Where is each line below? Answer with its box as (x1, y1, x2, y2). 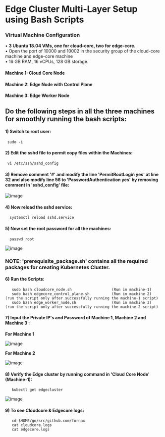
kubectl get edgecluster (11, 388, 63, 392)
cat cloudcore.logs (11, 423, 52, 428)
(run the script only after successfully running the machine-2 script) (5, 304, 159, 309)
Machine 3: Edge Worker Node (5, 93, 70, 98)
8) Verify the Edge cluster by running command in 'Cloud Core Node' (5, 371, 150, 377)
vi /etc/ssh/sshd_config (7, 161, 58, 166)
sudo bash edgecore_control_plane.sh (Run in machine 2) (11, 291, 152, 296)
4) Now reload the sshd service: (5, 204, 73, 210)
